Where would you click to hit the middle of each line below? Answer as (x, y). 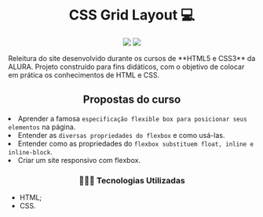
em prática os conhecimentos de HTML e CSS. (84, 74)
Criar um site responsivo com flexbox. (80, 160)
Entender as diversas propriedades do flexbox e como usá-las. (122, 135)
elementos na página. (42, 127)
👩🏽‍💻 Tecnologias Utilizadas (132, 180)
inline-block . (30, 152)
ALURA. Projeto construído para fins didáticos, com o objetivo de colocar (126, 67)
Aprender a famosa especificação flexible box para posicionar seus (133, 118)
